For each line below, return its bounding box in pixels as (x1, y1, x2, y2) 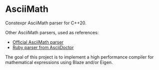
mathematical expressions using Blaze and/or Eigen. (5, 59, 113, 65)
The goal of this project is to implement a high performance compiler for (5, 54, 154, 60)
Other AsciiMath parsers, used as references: (5, 29, 99, 35)
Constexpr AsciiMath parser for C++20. (5, 20, 86, 26)
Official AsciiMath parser (12, 39, 64, 45)
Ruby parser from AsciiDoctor (12, 44, 74, 50)
